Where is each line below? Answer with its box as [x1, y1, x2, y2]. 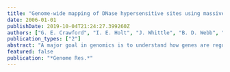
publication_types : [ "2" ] [7, 36, 81, 43]
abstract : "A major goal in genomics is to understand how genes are [7, 42, 210, 49]
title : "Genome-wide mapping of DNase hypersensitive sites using [7, 10, 201, 17]
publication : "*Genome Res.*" [7, 55, 94, 62]
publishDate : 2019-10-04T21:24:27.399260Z [7, 23, 130, 29]
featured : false [7, 49, 53, 56]
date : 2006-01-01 [7, 16, 57, 23]
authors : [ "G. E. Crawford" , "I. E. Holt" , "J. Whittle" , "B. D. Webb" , [7, 29, 219, 36]
